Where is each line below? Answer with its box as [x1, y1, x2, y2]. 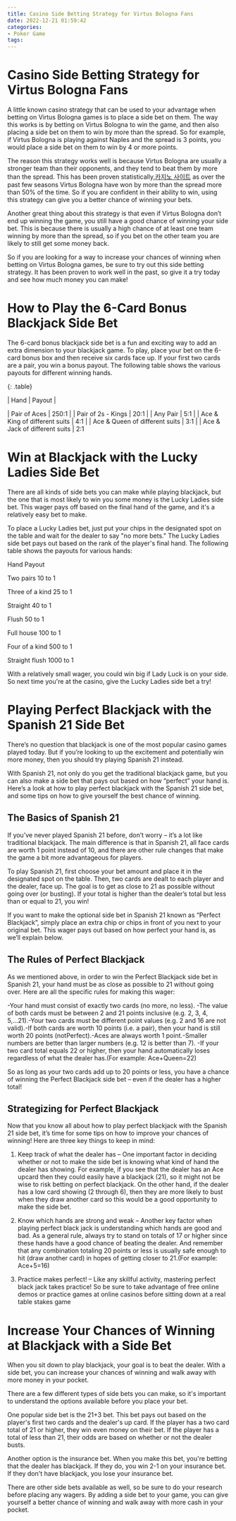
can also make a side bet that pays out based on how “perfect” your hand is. [7, 776, 230, 785]
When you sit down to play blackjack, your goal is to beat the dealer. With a [7, 1361, 225, 1369]
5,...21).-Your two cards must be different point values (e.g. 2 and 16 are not [7, 1016, 227, 1024]
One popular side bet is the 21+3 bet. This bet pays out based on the [7, 1411, 206, 1419]
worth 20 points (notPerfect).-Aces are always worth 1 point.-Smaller [7, 1031, 208, 1039]
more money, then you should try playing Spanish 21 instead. [7, 755, 185, 764]
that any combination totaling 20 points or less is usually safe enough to [17, 1246, 227, 1255]
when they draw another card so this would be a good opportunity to [17, 1195, 218, 1204]
